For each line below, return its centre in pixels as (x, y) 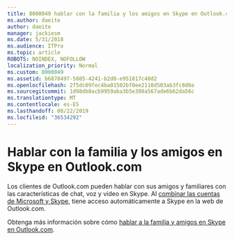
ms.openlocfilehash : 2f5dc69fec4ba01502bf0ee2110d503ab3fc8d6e (101, 85)
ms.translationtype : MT (42, 98)
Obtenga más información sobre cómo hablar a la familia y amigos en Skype (117, 222)
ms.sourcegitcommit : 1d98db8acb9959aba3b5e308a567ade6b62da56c (101, 91)
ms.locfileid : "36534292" (45, 117)
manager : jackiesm (34, 33)
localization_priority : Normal (53, 66)
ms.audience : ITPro (36, 46)
